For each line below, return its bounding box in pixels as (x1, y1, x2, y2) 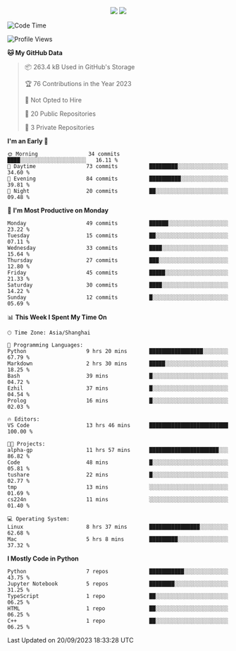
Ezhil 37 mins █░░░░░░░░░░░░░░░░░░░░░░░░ (7, 385, 229, 392)
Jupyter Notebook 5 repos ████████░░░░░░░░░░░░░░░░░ (7, 580, 229, 587)
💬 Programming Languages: (7, 342, 83, 349)
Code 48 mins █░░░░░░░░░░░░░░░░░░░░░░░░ (7, 459, 229, 466)
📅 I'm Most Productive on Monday (7, 206, 109, 215)
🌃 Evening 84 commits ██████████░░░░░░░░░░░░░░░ (7, 175, 229, 182)
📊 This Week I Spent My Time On (7, 313, 107, 321)
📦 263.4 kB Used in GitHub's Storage (24, 63, 135, 71)
